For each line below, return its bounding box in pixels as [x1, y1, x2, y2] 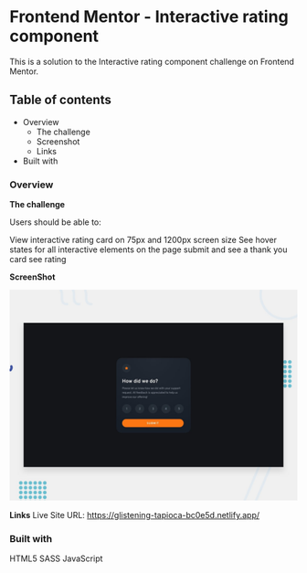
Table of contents [9, 92, 111, 108]
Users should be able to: [9, 217, 102, 228]
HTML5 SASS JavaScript [9, 553, 103, 564]
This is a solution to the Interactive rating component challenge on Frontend [9, 56, 295, 67]
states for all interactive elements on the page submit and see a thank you [9, 244, 288, 255]
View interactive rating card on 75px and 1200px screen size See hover [9, 235, 277, 246]
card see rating [9, 254, 67, 265]
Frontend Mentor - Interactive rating [9, 6, 290, 27]
